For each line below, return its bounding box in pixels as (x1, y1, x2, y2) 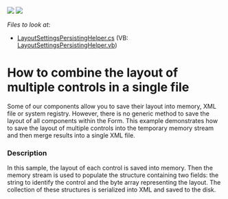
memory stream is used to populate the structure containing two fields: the (7, 171, 219, 179)
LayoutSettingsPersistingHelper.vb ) (16, 41, 118, 49)
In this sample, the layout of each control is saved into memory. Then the (7, 164, 213, 172)
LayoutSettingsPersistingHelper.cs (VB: (16, 34, 128, 42)
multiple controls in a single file (7, 79, 190, 95)
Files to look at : (7, 21, 51, 29)
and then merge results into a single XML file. (7, 131, 135, 140)
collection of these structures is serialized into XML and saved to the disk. (7, 185, 216, 194)
